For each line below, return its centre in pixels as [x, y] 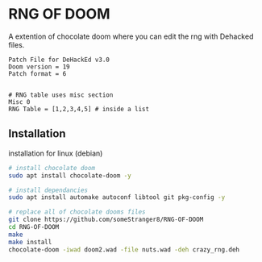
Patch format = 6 [37, 73]
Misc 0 [19, 102]
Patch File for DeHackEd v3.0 [59, 60]
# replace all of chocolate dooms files [77, 212]
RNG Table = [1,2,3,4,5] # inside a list [79, 109]
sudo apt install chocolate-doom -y [70, 175]
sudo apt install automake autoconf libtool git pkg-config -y [117, 198]
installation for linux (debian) [56, 153]
